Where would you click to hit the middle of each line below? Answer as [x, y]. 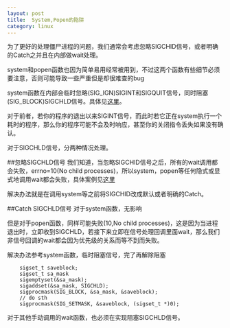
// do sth [34, 298]
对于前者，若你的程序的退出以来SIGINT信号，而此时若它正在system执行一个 [115, 116]
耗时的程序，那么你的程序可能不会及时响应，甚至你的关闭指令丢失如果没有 [112, 125]
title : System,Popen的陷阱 [46, 20]
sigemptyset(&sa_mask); [54, 280]
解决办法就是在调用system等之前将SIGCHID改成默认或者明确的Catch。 [107, 194]
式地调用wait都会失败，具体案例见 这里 [61, 180]
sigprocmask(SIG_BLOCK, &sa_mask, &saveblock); [89, 292]
